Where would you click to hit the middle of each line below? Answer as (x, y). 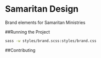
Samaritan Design (42, 9)
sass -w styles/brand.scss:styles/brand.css (51, 41)
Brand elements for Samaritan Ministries (45, 22)
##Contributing (20, 50)
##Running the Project (27, 32)
